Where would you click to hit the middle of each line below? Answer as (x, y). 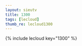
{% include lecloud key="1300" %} (41, 38)
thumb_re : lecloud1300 (29, 24)
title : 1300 (18, 15)
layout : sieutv (21, 10)
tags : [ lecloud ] (22, 19)
